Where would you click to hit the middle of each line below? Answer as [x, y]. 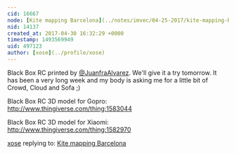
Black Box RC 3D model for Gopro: [57, 101]
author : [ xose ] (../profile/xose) [56, 53]
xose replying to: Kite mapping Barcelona [67, 143]
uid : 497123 [25, 46]
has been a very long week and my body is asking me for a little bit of [108, 80]
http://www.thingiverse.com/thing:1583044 [70, 108]
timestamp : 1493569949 [40, 40]
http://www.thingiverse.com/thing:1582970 [69, 129]
